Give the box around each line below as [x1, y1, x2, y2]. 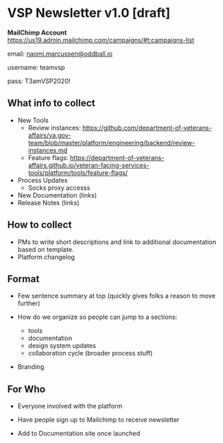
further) [17, 299, 41, 308]
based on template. [17, 245, 74, 253]
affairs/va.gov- [28, 131, 72, 139]
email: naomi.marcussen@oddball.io [7, 49, 113, 58]
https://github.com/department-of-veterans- [82, 123, 212, 132]
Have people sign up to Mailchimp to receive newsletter [17, 415, 180, 424]
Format [7, 273, 40, 285]
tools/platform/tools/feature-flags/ [28, 168, 128, 177]
